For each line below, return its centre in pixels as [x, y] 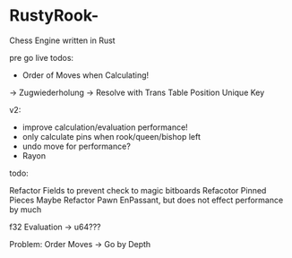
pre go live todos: [42, 57]
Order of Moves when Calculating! [86, 75]
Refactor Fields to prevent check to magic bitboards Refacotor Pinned [138, 190]
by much [26, 209]
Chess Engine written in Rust [62, 40]
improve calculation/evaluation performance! [105, 127]
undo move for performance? [77, 146]
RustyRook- [54, 16]
